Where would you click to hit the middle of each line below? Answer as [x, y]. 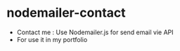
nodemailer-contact [66, 13]
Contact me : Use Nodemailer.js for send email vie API [95, 32]
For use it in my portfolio [52, 39]
